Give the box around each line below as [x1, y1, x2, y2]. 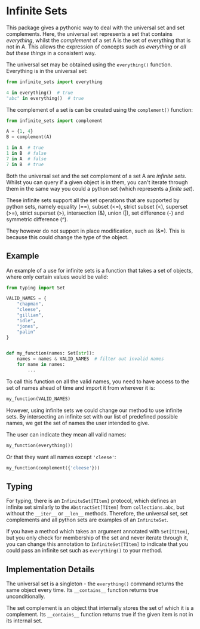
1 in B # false [6, 151, 47, 157]
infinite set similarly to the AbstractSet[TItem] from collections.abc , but [6, 503, 185, 511]
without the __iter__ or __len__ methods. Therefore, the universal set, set [6, 510, 188, 517]
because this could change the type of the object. [6, 233, 129, 240]
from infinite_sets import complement [6, 118, 103, 124]
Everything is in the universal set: [6, 67, 88, 74]
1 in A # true [6, 145, 44, 151]
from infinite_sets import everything [6, 79, 103, 85]
